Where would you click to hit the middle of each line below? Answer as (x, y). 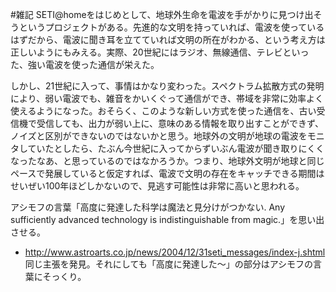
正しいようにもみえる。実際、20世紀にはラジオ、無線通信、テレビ (146, 52)
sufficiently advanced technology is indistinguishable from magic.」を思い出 (167, 219)
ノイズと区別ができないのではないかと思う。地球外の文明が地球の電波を (159, 136)
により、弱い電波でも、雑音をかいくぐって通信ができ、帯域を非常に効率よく (167, 98)
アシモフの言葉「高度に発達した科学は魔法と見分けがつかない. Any (148, 207)
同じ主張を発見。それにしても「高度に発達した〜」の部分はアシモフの (169, 264)
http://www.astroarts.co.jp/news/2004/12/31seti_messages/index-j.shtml (175, 252)
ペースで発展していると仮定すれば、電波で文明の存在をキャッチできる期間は (167, 173)
